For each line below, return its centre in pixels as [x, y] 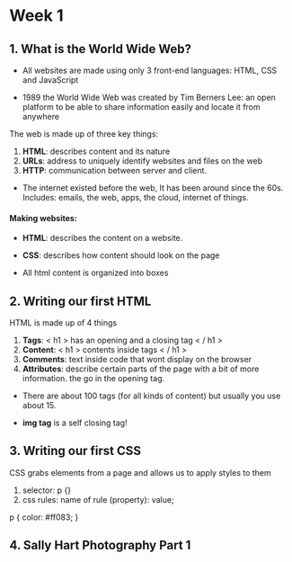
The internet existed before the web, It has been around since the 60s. [153, 188]
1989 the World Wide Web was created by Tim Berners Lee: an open [149, 97]
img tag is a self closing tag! [75, 423]
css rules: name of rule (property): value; [98, 499]
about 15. [39, 406]
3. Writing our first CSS [75, 451]
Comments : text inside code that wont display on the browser [137, 360]
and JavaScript [50, 80]
